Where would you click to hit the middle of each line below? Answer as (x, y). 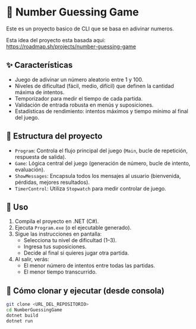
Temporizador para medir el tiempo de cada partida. (79, 98)
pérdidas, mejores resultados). (52, 182)
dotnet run (20, 321)
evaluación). (30, 170)
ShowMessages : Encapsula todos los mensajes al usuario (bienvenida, (98, 176)
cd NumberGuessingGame (34, 310)
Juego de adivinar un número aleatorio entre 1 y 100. (79, 79)
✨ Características (39, 65)
